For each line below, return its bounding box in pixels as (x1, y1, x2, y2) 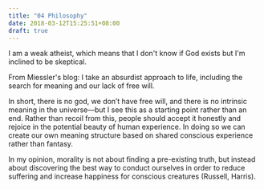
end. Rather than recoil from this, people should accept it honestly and (8, 114, 242, 123)
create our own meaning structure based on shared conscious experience (8, 131, 254, 140)
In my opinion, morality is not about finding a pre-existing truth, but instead (8, 155, 256, 164)
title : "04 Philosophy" (8, 11, 88, 20)
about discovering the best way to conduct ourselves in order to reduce (8, 163, 246, 173)
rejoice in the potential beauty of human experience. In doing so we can (8, 122, 246, 132)
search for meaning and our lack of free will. (8, 81, 155, 90)
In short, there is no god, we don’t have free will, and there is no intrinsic (8, 97, 247, 107)
